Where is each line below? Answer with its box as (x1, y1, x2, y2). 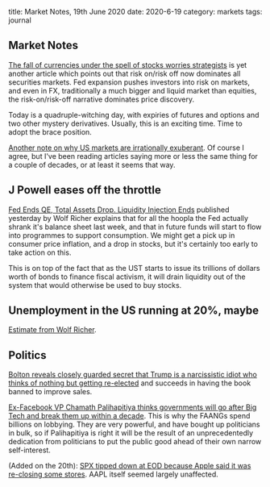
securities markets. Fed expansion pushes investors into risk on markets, (8, 77, 251, 87)
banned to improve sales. (8, 387, 93, 397)
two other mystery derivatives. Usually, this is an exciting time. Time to (8, 119, 243, 128)
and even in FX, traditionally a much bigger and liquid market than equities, (8, 85, 257, 95)
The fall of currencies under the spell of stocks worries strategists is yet (8, 60, 247, 69)
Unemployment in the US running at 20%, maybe (8, 304, 260, 318)
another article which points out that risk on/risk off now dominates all (8, 69, 241, 78)
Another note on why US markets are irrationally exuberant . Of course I (8, 143, 244, 152)
